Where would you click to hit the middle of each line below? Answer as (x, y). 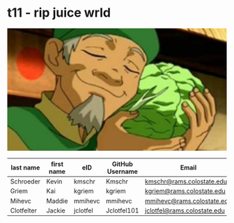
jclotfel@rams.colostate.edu (185, 210)
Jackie (56, 210)
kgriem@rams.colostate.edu (186, 191)
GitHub (123, 164)
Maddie (57, 201)
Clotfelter (23, 210)
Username (122, 171)
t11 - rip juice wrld (59, 13)
